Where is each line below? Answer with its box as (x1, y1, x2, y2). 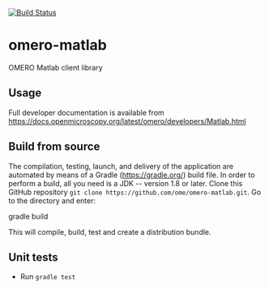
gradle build (8, 211, 49, 221)
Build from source (8, 140, 100, 154)
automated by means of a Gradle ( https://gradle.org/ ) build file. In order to (8, 170, 255, 180)
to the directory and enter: (8, 195, 96, 206)
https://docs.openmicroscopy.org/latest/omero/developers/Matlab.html (8, 116, 246, 125)
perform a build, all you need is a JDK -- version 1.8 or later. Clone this (8, 178, 243, 188)
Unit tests (8, 250, 58, 264)
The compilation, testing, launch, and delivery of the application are (8, 161, 233, 171)
